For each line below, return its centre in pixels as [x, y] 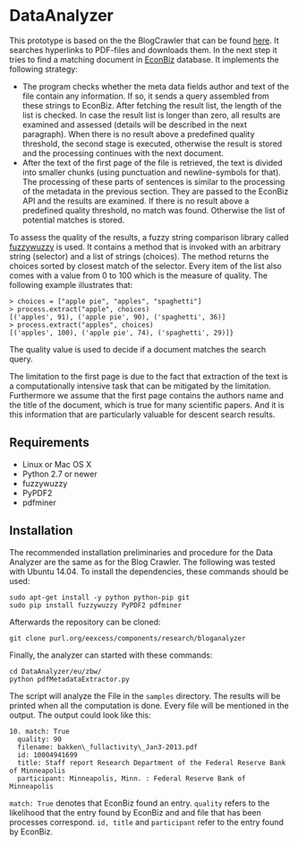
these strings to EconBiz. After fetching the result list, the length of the [152, 105]
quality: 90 [40, 739]
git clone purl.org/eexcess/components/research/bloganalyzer [128, 638]
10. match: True [39, 731]
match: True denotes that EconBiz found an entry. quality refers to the [140, 803]
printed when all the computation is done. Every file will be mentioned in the [149, 705]
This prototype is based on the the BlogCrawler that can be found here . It [144, 40]
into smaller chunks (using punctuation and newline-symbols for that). [152, 172]
